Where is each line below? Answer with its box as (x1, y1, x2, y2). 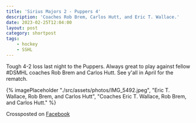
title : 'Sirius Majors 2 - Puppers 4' (6, 8, 101, 15)
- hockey (16, 42, 38, 47)
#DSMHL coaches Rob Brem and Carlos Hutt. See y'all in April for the (6, 69, 174, 76)
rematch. (6, 75, 28, 82)
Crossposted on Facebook (6, 110, 70, 117)
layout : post (6, 25, 38, 31)
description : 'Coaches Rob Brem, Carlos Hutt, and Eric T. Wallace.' (6, 14, 180, 20)
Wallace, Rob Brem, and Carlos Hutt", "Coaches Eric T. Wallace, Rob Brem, (6, 93, 187, 100)
